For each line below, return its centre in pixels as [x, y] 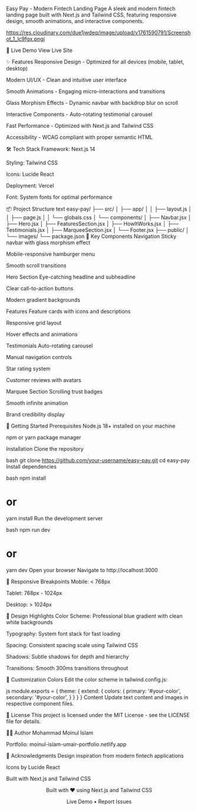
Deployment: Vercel [30, 185]
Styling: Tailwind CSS [32, 163]
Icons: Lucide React [30, 174]
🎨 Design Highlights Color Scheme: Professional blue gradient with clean [94, 616]
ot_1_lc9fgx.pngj [26, 39]
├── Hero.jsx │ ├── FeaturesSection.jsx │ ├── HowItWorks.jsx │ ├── [92, 224]
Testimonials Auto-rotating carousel [50, 346]
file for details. [24, 721]
